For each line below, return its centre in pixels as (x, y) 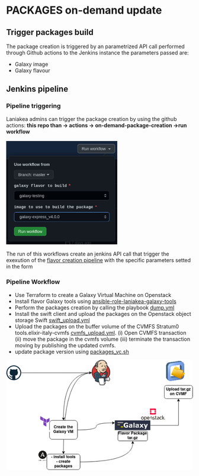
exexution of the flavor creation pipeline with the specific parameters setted (99, 260)
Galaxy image (31, 64)
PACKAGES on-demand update (84, 10)
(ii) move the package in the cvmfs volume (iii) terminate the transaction (102, 339)
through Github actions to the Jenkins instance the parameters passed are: (97, 53)
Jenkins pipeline (37, 89)
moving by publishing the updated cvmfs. (65, 345)
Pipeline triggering (33, 106)
